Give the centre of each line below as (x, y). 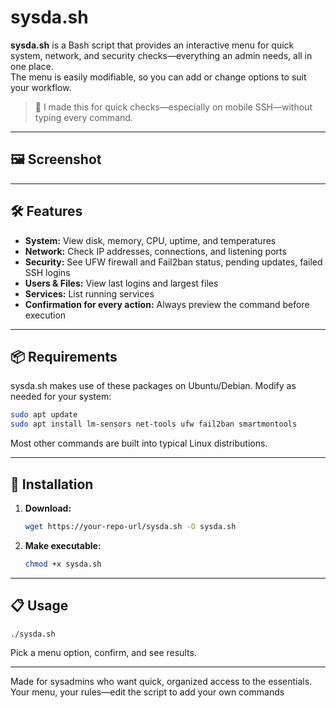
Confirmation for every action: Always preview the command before (167, 304)
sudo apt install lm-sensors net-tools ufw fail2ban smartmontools (154, 424)
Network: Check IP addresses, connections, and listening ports (155, 251)
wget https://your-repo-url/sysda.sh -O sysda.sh (130, 526)
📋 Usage (39, 606)
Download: (48, 508)
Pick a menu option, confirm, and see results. (103, 653)
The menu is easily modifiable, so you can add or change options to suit (158, 77)
